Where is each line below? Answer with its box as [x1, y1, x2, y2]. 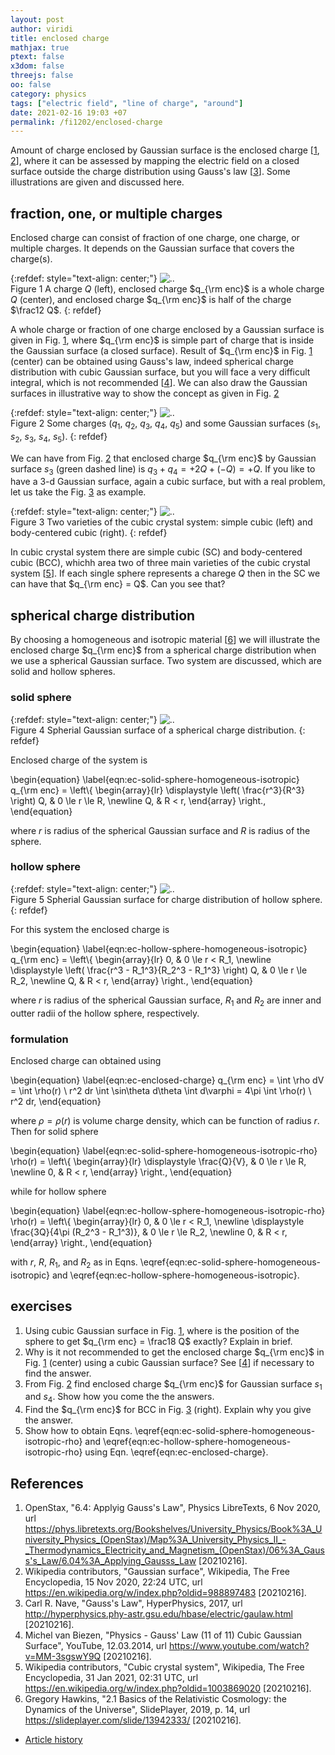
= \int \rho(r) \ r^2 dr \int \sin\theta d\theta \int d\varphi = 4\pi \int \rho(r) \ [10, 1084, 312, 1096]
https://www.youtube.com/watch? [168, 1639, 310, 1651]
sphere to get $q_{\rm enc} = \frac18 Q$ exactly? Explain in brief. [24, 1335, 293, 1347]
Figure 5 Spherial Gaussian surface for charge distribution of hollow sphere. [10, 893, 323, 905]
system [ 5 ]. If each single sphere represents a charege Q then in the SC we [10, 567, 321, 580]
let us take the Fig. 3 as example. [10, 486, 147, 498]
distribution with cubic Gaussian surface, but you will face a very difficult [10, 366, 311, 378]
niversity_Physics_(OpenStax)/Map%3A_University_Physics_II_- [24, 1533, 287, 1545]
